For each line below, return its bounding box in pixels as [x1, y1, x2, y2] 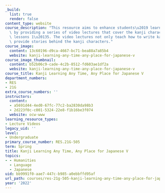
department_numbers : [5, 76, 48, 81]
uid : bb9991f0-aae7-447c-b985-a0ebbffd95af [5, 171, 96, 177]
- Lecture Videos [5, 121, 41, 126]
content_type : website [5, 21, 52, 26]
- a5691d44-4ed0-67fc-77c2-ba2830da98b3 [9, 103, 93, 108]
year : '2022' [5, 181, 32, 186]
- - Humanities [5, 158, 36, 163]
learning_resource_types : [5, 116, 58, 122]
